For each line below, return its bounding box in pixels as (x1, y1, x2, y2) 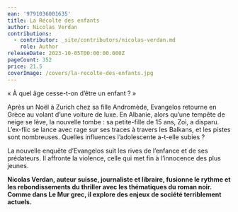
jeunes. (7, 161, 29, 170)
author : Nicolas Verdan (7, 23, 78, 30)
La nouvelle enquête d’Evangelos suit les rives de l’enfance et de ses (7, 146, 208, 155)
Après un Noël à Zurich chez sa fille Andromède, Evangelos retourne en (7, 102, 217, 111)
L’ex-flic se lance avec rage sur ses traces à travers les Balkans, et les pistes (7, 125, 231, 134)
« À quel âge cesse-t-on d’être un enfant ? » (7, 89, 137, 98)
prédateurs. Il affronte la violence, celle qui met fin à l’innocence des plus (7, 153, 221, 163)
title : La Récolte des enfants (7, 17, 100, 24)
